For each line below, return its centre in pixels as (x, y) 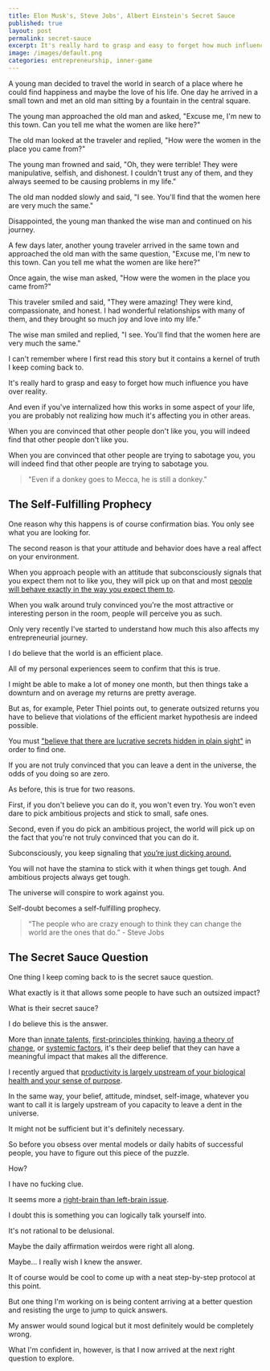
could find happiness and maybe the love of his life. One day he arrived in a (133, 92)
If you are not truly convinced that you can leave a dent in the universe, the (133, 765)
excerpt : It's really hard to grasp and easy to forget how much (120, 46)
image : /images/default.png (55, 53)
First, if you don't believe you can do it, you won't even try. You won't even (132, 804)
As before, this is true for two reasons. (72, 789)
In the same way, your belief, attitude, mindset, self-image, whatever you (129, 1096)
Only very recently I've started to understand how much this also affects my (134, 628)
